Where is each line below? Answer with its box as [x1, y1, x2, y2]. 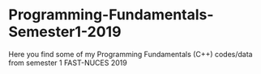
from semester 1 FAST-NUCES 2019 [8, 58, 127, 68]
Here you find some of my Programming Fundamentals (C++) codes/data [8, 49, 253, 59]
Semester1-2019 [8, 23, 122, 41]
